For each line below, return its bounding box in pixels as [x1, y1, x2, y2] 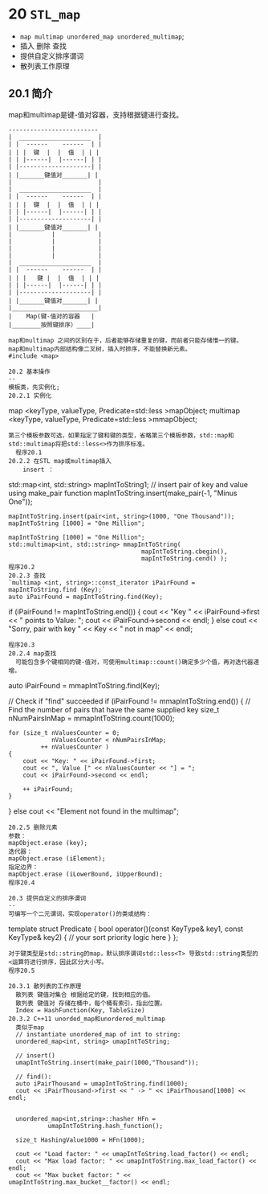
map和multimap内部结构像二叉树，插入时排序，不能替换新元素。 [8, 345, 192, 353]
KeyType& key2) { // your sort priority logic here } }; [8, 932, 179, 942]
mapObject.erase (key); [8, 839, 88, 847]
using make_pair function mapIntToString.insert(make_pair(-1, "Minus [8, 488, 238, 498]
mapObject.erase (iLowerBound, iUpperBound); [8, 870, 163, 878]
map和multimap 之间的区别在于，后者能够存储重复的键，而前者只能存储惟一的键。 [8, 336, 243, 344]
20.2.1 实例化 [8, 392, 52, 400]
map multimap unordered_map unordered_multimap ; [19, 31, 185, 41]
